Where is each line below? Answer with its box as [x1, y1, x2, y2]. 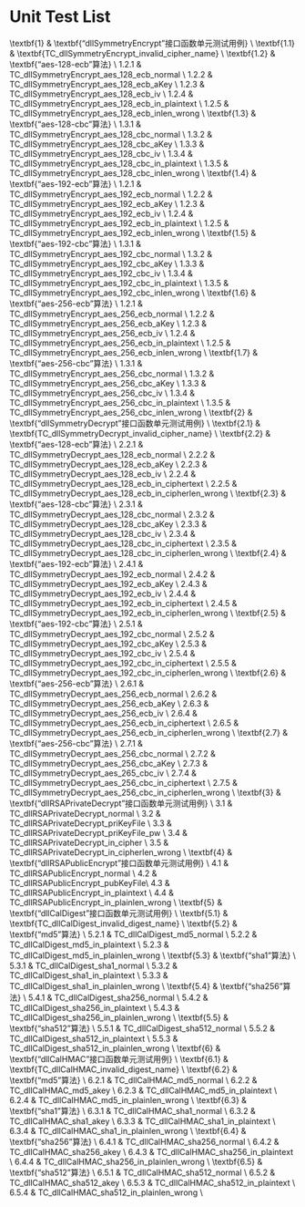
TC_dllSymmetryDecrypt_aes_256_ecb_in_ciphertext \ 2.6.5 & [9, 717, 239, 728]
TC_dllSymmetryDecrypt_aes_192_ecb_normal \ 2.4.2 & [9, 568, 216, 580]
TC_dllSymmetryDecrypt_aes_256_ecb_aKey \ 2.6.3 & [9, 697, 209, 708]
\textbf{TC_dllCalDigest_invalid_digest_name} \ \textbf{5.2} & [9, 918, 239, 929]
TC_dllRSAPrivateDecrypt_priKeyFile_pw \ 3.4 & [9, 827, 188, 838]
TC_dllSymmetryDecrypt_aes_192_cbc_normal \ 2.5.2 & [9, 628, 216, 639]
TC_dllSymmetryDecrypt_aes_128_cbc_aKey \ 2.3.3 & [9, 518, 208, 530]
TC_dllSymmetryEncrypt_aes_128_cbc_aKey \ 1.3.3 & [9, 139, 205, 150]
